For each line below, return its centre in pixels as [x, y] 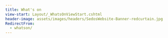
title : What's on [23, 10]
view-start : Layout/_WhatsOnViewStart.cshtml [54, 14]
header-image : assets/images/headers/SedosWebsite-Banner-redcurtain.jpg [84, 19]
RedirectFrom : [20, 23]
